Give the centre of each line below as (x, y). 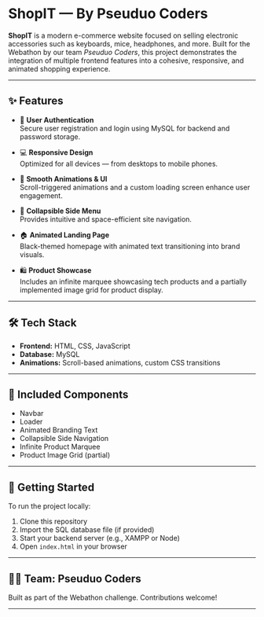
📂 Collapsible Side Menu (60, 211)
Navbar (31, 413)
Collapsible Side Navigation (64, 439)
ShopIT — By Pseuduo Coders (108, 14)
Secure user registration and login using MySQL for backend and (125, 128)
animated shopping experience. (59, 68)
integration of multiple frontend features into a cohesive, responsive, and (126, 61)
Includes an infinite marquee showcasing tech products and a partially (133, 281)
